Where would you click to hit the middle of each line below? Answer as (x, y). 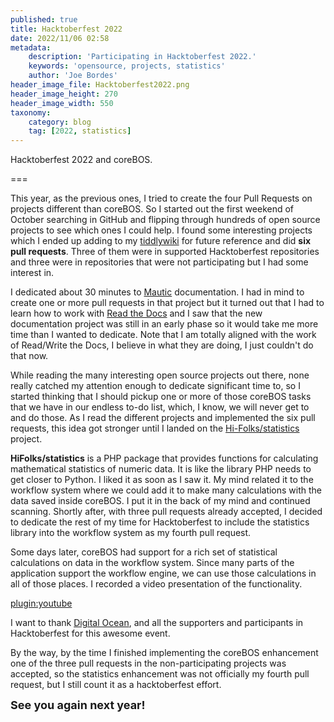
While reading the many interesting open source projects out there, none (160, 375)
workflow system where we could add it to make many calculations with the (166, 490)
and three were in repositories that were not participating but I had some (159, 262)
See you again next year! (78, 705)
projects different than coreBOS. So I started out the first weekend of (152, 209)
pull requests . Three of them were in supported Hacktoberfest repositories (165, 252)
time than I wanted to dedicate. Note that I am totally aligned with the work (163, 335)
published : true (44, 19)
